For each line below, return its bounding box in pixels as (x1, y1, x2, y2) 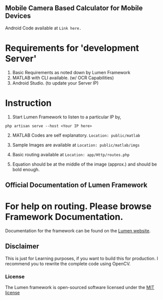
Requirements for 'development (5, 42, 139, 54)
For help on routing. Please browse (5, 201, 152, 212)
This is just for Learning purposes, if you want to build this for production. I (5, 255, 158, 261)
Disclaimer (5, 242, 39, 251)
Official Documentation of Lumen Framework (5, 181, 148, 190)
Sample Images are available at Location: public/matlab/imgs (12, 142, 140, 148)
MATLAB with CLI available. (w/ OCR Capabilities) (12, 75, 114, 81)
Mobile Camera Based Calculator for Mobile (5, 4, 143, 12)
